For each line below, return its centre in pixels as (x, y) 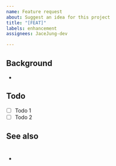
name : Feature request (34, 12)
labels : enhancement (32, 28)
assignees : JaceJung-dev (37, 34)
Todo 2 (23, 117)
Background (29, 63)
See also (22, 137)
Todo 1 (23, 110)
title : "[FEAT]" (26, 23)
